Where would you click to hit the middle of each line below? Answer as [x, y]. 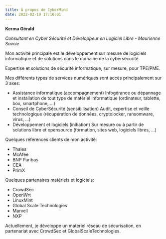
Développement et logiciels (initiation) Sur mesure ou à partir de [78, 124]
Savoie [12, 43]
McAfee [20, 154]
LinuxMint [23, 200]
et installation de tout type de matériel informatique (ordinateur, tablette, [86, 98]
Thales [19, 149]
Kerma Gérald [20, 28]
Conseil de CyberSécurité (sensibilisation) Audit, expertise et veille [81, 109]
